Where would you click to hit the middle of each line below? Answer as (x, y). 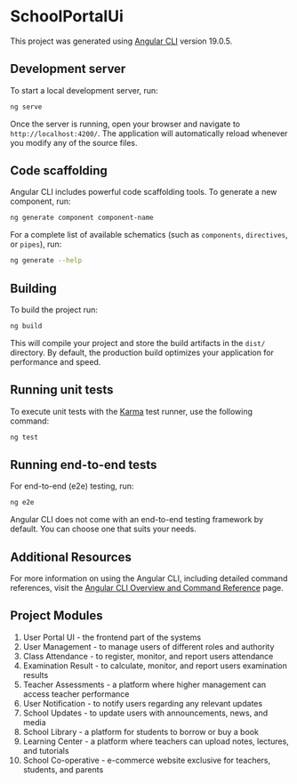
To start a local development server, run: (84, 90)
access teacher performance (76, 694)
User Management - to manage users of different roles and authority (148, 646)
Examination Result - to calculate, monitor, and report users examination (155, 666)
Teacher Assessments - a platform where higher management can (144, 684)
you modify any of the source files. (74, 142)
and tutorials (46, 750)
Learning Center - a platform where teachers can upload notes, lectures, (156, 741)
